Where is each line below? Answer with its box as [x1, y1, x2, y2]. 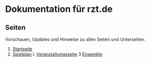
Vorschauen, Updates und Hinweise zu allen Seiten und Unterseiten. [5, 36, 146, 42]
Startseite [12, 46, 32, 52]
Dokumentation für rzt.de [5, 3, 113, 15]
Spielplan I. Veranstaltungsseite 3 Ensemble [12, 51, 103, 57]
